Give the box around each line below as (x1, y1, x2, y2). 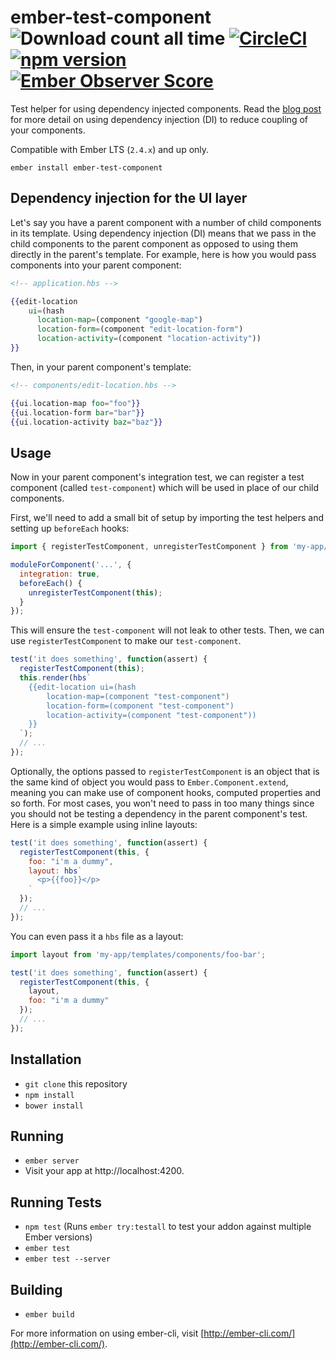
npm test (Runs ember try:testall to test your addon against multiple (24, 1221, 312, 1233)
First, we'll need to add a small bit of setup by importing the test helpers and (10, 512, 325, 524)
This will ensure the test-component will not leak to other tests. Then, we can (10, 624, 325, 636)
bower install (24, 1101, 84, 1111)
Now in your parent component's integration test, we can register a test (10, 471, 305, 483)
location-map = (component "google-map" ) (36, 315, 203, 325)
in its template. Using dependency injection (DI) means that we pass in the (10, 227, 317, 239)
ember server (24, 1156, 80, 1166)
